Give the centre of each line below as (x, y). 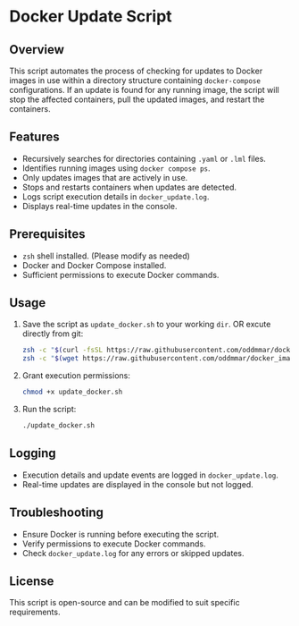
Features (34, 137)
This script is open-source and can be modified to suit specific (125, 603)
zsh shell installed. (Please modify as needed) (106, 256)
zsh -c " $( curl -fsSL (62, 351)
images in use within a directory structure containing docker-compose (135, 80)
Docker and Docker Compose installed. (94, 265)
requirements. (35, 612)
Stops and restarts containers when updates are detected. (129, 187)
